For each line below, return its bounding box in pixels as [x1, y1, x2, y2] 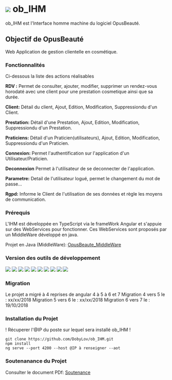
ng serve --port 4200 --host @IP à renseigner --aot [5, 346, 121, 351]
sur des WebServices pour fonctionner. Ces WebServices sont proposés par [5, 226, 167, 233]
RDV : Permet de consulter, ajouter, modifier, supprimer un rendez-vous [5, 83, 158, 89]
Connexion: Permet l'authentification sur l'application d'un [5, 150, 129, 157]
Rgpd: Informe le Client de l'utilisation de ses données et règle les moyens [5, 191, 163, 197]
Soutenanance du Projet [5, 357, 67, 365]
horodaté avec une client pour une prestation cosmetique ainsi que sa [5, 88, 153, 95]
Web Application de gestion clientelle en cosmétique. [5, 48, 118, 54]
